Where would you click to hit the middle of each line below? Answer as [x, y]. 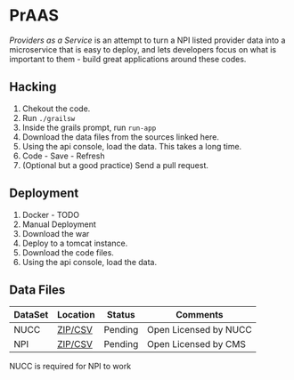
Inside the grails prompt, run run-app [89, 127]
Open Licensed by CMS [196, 344]
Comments [199, 315]
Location [76, 315]
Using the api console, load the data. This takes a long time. [132, 146]
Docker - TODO [51, 214]
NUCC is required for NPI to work [70, 367]
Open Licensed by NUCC [199, 330]
